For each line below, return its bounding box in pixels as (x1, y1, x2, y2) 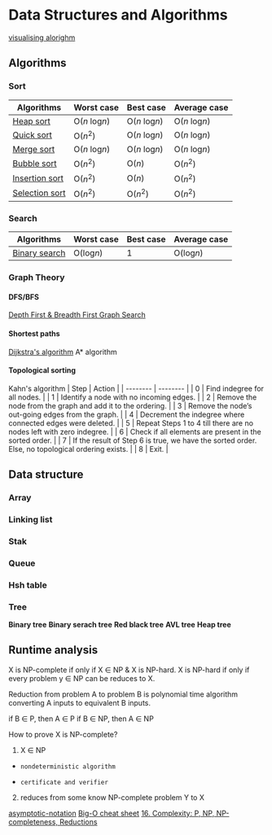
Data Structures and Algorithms (8, 6, 228, 24)
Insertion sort (12, 173, 64, 184)
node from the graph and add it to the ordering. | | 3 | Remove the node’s (8, 400, 252, 410)
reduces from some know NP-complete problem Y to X (20, 792, 205, 802)
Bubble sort (12, 157, 57, 168)
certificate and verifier (20, 778, 108, 786)
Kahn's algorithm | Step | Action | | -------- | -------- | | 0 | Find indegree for (8, 383, 265, 393)
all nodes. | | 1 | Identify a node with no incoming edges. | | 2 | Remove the (8, 392, 257, 402)
